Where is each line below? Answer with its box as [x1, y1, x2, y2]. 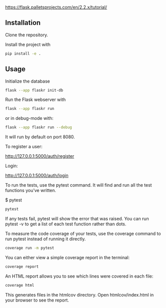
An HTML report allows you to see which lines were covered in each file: [5, 273, 154, 279]
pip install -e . [5, 51, 41, 56]
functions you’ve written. [5, 188, 56, 194]
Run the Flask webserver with [5, 97, 66, 103]
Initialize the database [5, 78, 50, 84]
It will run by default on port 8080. [5, 134, 76, 140]
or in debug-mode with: [5, 115, 54, 121]
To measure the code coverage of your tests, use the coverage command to [5, 231, 161, 236]
